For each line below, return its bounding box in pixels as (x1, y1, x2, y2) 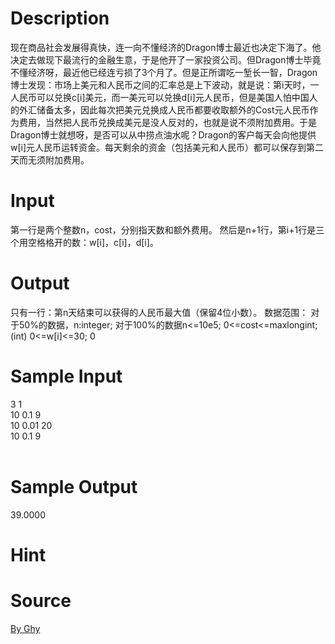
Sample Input (10, 365, 123, 387)
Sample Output (10, 475, 138, 498)
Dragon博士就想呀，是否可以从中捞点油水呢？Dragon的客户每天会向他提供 (10, 128, 317, 141)
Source (10, 590, 72, 612)
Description (10, 7, 110, 30)
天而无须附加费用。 (10, 153, 90, 166)
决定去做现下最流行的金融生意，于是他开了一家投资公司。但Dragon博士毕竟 (10, 53, 322, 66)
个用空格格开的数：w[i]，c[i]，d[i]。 (10, 236, 159, 248)
